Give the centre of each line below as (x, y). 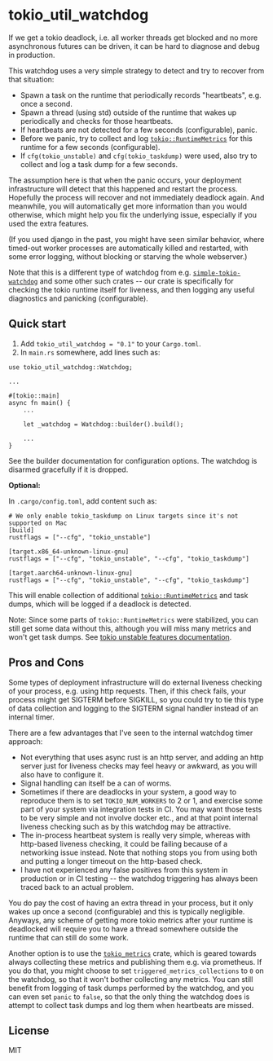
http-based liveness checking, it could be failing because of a (124, 843)
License (29, 1030)
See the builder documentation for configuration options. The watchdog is (133, 460)
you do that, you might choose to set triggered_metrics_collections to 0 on (136, 971)
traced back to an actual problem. (77, 887)
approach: (26, 741)
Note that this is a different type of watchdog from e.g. (100, 272)
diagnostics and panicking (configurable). (78, 298)
